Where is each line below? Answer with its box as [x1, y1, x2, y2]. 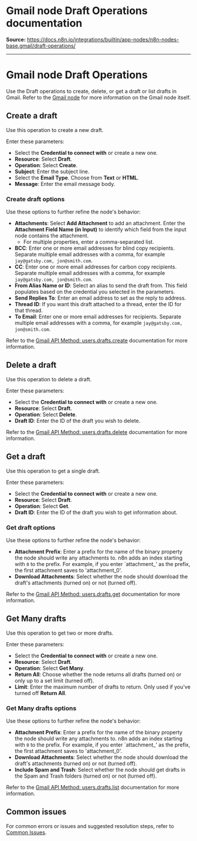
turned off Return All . [14, 689, 67, 696]
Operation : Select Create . [14, 161, 78, 168]
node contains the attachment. [14, 232, 89, 239]
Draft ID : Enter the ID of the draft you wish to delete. [14, 417, 141, 424]
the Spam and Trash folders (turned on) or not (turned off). [14, 772, 157, 779]
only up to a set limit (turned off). [14, 677, 94, 684]
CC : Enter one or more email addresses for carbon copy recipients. [14, 263, 177, 270]
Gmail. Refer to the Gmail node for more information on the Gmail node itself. [6, 94, 191, 101]
